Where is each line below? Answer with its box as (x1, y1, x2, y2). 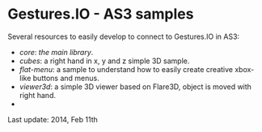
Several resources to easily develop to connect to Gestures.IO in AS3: (7, 32, 240, 41)
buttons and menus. (32, 73, 99, 83)
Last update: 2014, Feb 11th (7, 114, 98, 124)
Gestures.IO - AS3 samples (7, 5, 194, 23)
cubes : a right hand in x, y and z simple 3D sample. (19, 56, 190, 66)
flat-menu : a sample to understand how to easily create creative (19, 64, 234, 74)
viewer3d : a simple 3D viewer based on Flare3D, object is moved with (19, 82, 252, 92)
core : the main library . (19, 47, 94, 57)
